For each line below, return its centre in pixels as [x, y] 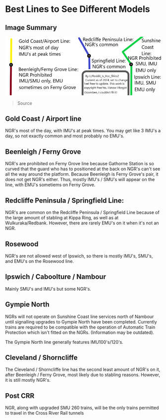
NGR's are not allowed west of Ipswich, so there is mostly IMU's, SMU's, [79, 256]
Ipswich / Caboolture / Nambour [56, 277]
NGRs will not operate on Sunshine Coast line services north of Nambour [80, 316]
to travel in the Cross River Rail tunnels [45, 413]
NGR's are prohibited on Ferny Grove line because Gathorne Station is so [80, 164]
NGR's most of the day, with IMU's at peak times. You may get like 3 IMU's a [83, 131]
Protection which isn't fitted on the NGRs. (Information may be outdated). [80, 332]
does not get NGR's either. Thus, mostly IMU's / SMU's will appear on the [80, 180]
